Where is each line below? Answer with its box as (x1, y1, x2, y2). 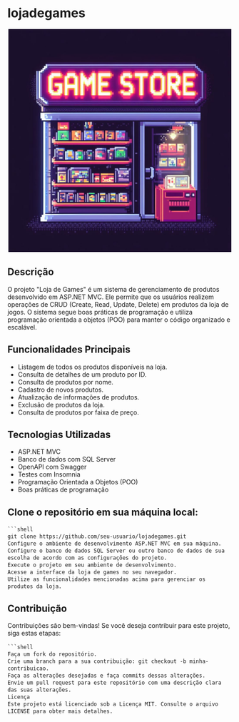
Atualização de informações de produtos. (17, 392, 140, 401)
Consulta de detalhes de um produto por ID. (17, 370, 147, 379)
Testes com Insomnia (17, 470, 81, 479)
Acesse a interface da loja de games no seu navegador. (7, 569, 177, 576)
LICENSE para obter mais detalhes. (7, 708, 113, 715)
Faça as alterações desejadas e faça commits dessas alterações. (7, 672, 205, 679)
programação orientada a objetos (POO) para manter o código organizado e (7, 315, 230, 324)
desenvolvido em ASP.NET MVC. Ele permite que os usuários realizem (7, 293, 214, 301)
